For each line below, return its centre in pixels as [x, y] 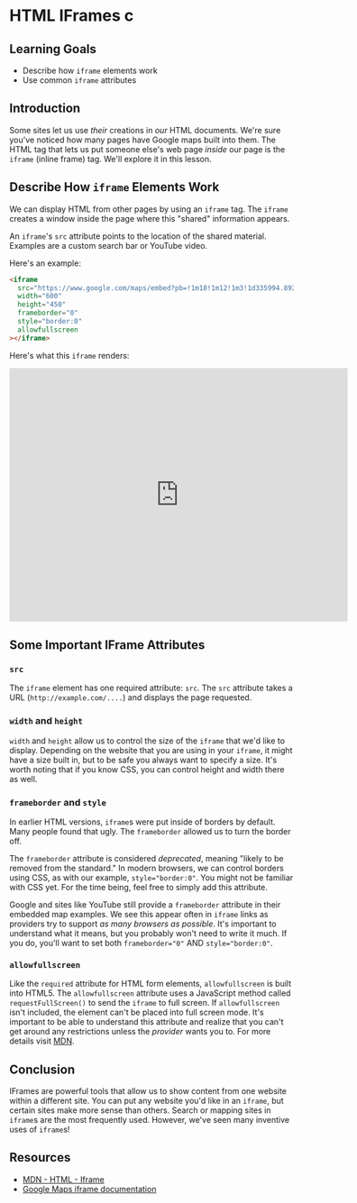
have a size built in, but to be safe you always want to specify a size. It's [143, 760]
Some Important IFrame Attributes [107, 645]
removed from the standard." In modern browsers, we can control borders [146, 868]
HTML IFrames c [72, 16]
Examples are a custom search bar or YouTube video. [109, 245]
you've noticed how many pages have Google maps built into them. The [143, 140]
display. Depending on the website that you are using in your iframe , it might [151, 750]
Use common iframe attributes [79, 80]
